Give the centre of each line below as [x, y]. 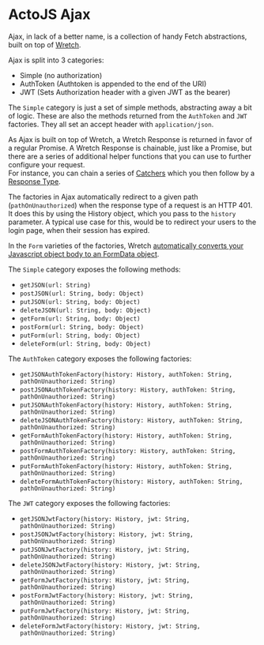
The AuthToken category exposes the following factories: [100, 358]
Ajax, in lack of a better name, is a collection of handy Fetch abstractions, [128, 36]
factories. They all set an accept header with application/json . [111, 124]
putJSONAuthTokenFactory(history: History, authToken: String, [126, 405]
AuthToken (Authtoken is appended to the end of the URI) [113, 84]
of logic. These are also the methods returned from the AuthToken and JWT [128, 115]
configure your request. [47, 164]
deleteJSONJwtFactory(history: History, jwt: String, [110, 565]
